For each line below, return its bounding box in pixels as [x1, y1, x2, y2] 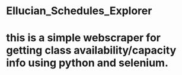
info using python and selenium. [6, 56, 169, 70]
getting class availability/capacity [6, 44, 177, 57]
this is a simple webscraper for [6, 31, 161, 45]
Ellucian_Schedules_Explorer [6, 4, 152, 18]
